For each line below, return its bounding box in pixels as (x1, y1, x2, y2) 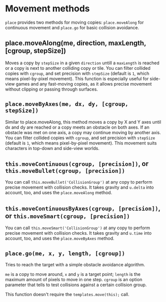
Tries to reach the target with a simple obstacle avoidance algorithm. (5, 262, 145, 267)
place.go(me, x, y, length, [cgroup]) (5, 250, 125, 257)
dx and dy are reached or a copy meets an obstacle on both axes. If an (5, 124, 150, 130)
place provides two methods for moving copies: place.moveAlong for (5, 19, 144, 25)
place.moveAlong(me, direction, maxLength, (5, 39, 146, 48)
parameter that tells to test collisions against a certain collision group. (5, 282, 147, 288)
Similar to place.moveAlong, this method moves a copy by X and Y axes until (5, 119, 162, 125)
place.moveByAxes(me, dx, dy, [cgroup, (5, 101, 129, 108)
